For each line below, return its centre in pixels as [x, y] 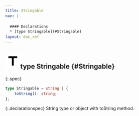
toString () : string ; [36, 93]
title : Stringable [24, 10]
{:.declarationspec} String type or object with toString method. [70, 108]
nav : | [12, 16]
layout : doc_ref [22, 37]
